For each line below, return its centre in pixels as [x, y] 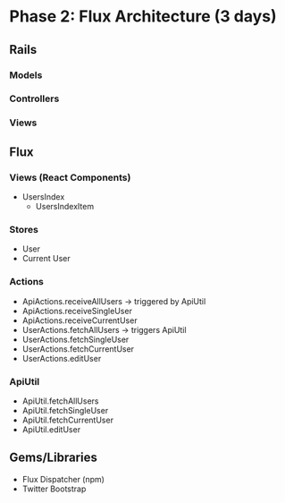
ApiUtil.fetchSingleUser [65, 410]
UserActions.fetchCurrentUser [78, 349]
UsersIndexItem [65, 207]
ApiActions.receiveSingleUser [77, 311]
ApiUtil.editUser [51, 429]
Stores [24, 229]
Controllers [34, 98]
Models [26, 75]
